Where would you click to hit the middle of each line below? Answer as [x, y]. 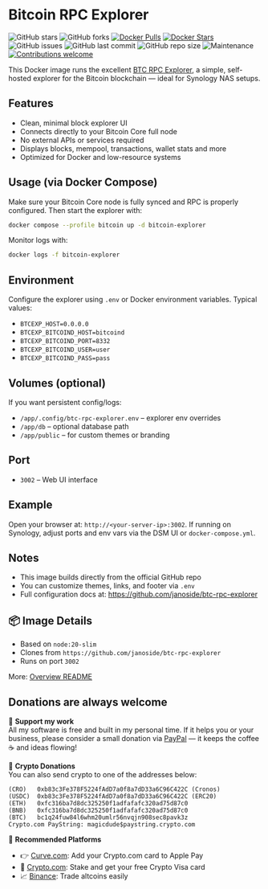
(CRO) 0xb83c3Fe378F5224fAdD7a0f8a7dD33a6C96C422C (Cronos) [114, 789]
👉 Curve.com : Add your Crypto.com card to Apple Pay [112, 855]
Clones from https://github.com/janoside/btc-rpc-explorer [120, 653]
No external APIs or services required [82, 140]
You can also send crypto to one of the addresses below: [103, 774]
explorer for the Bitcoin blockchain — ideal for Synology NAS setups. [147, 78]
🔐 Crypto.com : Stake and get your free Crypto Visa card [113, 867]
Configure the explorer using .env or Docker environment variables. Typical [133, 300]
